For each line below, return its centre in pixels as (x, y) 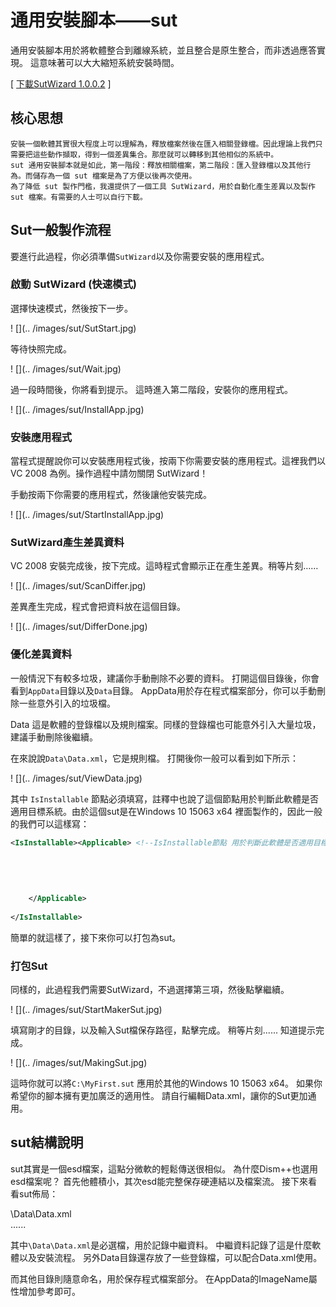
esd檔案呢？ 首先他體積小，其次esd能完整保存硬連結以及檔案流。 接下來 (159, 1181)
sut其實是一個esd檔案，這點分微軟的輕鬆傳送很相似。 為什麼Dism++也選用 (164, 1168)
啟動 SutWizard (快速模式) (73, 284)
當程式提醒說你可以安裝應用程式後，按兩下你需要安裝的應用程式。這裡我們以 (168, 461)
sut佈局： (38, 1193)
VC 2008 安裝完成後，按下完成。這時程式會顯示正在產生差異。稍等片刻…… (164, 566)
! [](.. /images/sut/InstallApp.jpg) (77, 409)
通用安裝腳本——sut (94, 20)
